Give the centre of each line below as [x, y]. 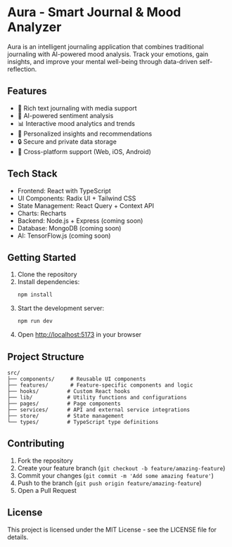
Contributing [36, 444]
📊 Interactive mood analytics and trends [76, 123]
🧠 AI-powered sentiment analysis [65, 115]
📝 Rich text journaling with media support [77, 108]
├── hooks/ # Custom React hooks [69, 391]
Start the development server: [61, 308]
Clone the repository [47, 274]
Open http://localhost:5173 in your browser [79, 335]
